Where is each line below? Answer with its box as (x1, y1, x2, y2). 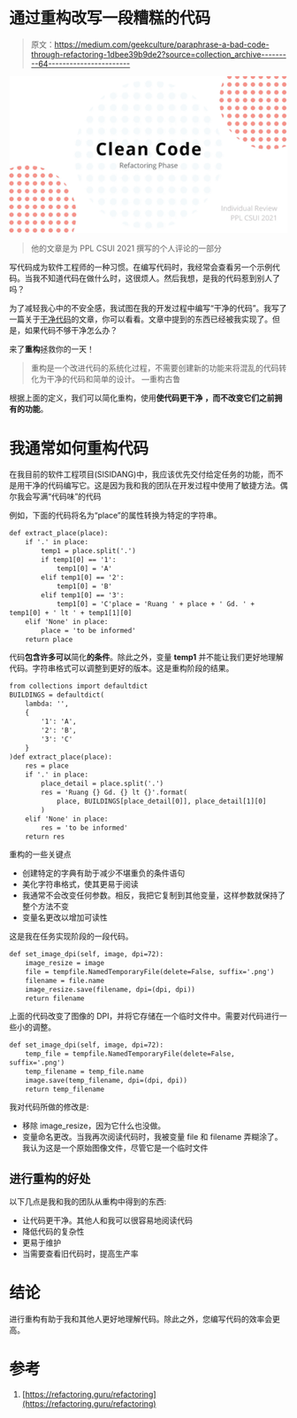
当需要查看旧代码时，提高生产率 (21, 1249, 139, 1259)
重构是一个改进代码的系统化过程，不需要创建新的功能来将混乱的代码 (30, 362, 279, 373)
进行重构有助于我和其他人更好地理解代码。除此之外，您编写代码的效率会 (9, 1313, 272, 1325)
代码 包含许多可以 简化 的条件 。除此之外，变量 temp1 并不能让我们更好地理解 (9, 652, 285, 663)
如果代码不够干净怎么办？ (24, 325, 118, 336)
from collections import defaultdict (9, 682, 148, 691)
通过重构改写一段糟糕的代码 (9, 8, 211, 28)
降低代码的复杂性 (21, 1227, 85, 1237)
